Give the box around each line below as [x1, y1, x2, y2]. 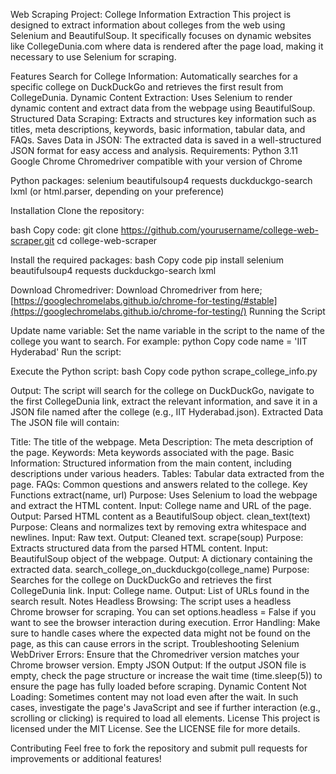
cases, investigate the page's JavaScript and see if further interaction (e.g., [10, 702, 321, 713]
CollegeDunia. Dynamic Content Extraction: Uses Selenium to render [10, 92, 293, 103]
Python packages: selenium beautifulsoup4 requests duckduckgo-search [10, 175, 313, 186]
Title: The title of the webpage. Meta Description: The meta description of [10, 436, 314, 448]
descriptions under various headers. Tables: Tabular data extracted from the [10, 468, 325, 479]
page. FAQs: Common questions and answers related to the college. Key [10, 479, 308, 490]
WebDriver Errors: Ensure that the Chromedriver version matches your [10, 649, 300, 660]
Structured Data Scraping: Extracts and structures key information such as [10, 113, 317, 124]
